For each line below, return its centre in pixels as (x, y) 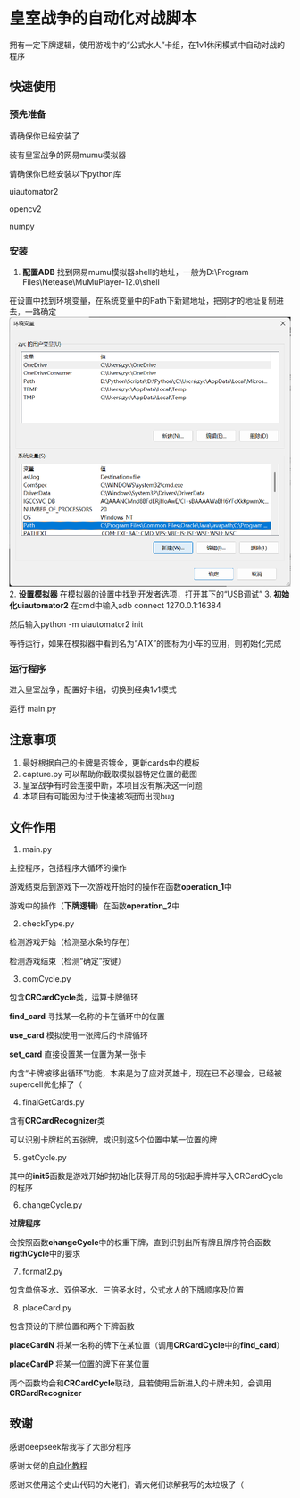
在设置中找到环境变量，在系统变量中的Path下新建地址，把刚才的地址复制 (143, 300)
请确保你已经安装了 (45, 136)
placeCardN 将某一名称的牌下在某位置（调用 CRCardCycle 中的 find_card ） (147, 1345)
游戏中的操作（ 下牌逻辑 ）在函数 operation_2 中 (95, 906)
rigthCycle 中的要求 (45, 1254)
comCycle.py (46, 979)
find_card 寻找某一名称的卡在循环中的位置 (87, 1017)
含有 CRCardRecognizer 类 (57, 1121)
